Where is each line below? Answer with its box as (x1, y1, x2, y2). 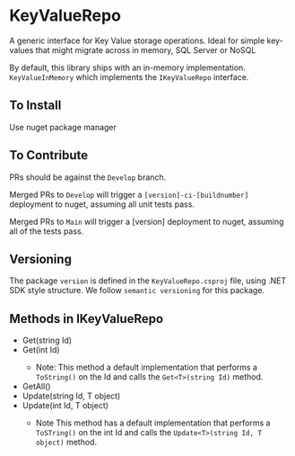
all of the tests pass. (9, 226, 84, 237)
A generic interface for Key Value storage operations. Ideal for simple (9, 35, 265, 46)
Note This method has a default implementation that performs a (35, 417, 271, 428)
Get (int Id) (22, 344, 60, 355)
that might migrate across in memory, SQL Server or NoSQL (35, 44, 256, 55)
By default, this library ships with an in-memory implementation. (9, 62, 247, 73)
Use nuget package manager (9, 121, 117, 132)
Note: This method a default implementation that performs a (35, 362, 258, 373)
